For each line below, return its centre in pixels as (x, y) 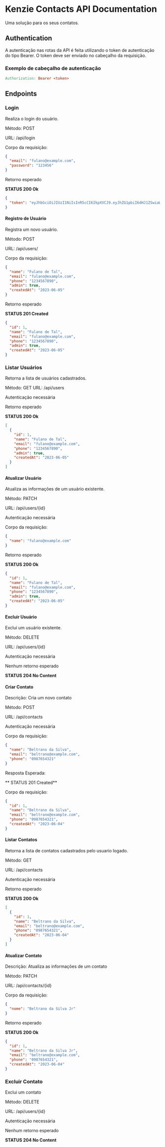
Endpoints (21, 94)
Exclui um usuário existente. (33, 628)
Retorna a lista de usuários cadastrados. (46, 378)
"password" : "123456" (32, 166)
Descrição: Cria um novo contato (39, 698)
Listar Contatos (21, 840)
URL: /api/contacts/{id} (28, 986)
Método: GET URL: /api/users (35, 388)
